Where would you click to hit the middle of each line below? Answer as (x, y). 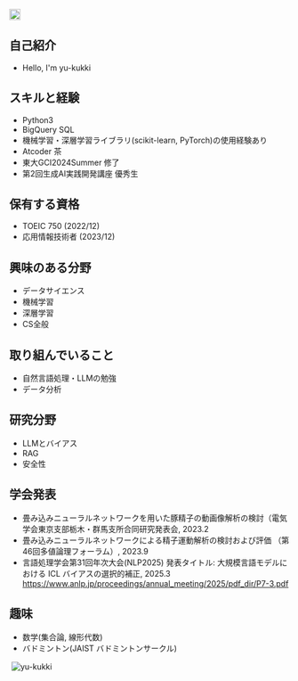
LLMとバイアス (50, 443)
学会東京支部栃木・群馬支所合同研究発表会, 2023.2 (115, 529)
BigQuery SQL (48, 129)
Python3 (37, 119)
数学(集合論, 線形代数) (62, 636)
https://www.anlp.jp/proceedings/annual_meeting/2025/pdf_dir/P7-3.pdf (155, 583)
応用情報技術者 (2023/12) (68, 237)
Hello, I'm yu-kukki (56, 68)
